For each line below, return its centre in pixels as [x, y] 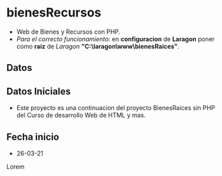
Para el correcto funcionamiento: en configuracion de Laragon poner [115, 38]
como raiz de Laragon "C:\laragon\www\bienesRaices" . [98, 46]
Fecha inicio [33, 136]
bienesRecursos [54, 13]
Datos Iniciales [39, 91]
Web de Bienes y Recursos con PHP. [68, 32]
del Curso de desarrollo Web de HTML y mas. [81, 115]
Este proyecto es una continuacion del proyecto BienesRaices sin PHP [116, 108]
